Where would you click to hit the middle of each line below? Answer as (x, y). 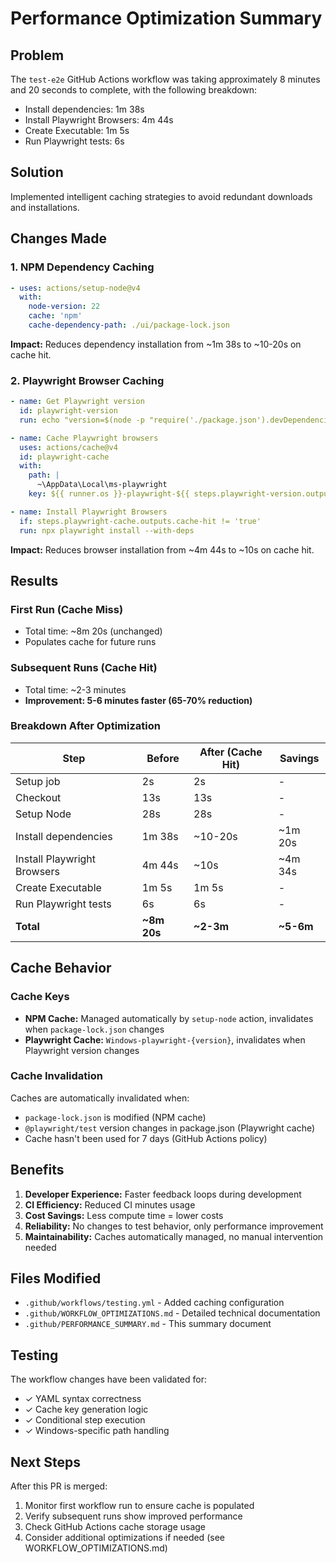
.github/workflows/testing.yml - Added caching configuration (154, 1303)
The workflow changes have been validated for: (108, 1379)
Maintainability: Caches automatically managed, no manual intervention (174, 1236)
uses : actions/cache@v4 (68, 447)
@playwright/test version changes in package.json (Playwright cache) (170, 1128)
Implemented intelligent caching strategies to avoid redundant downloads (161, 196)
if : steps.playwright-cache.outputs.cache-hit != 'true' (140, 521)
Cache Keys (40, 997)
